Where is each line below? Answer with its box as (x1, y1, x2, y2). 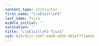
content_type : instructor (5, 7, 57, 12)
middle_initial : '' (5, 20, 45, 25)
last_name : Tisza (5, 16, 40, 21)
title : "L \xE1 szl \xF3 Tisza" (5, 29, 64, 34)
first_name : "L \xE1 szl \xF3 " (5, 11, 62, 16)
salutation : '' (5, 25, 36, 30)
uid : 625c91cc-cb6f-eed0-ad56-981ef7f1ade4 (5, 34, 95, 39)
